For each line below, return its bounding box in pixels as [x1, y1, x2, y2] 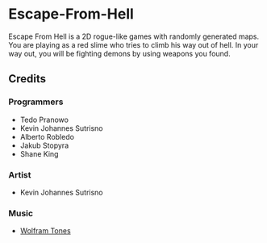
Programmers [8, 96, 64, 107]
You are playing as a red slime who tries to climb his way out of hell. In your [8, 40, 259, 49]
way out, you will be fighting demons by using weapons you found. [8, 48, 232, 58]
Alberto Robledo [19, 132, 75, 141]
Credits [8, 72, 47, 86]
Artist [8, 169, 31, 180]
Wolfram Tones [19, 226, 71, 236]
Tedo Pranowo [19, 115, 69, 124]
